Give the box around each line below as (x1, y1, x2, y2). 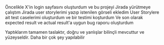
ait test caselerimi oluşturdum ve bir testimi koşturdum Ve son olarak (5, 15, 143, 20)
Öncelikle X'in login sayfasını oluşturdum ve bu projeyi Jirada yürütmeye (5, 4, 151, 10)
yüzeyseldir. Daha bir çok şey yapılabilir (5, 34, 85, 40)
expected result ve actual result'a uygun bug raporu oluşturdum (5, 20, 134, 25)
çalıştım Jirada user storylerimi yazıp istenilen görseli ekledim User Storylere (5, 9, 160, 15)
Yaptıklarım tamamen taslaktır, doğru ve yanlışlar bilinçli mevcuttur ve (5, 29, 144, 35)
